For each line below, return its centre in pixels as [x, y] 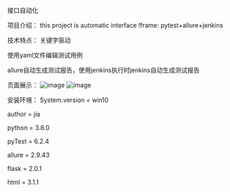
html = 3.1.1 [23, 182]
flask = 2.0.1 [25, 168]
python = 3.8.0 [28, 128]
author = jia [24, 114]
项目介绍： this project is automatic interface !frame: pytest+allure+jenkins [115, 25]
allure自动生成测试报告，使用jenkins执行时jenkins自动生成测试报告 [104, 70]
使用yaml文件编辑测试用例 [45, 55]
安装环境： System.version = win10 [58, 100]
